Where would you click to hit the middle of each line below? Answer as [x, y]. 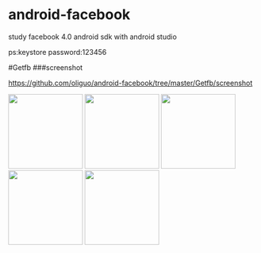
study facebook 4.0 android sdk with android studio [92, 37]
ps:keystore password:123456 [58, 52]
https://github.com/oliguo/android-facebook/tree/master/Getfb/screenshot [130, 83]
